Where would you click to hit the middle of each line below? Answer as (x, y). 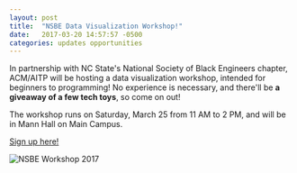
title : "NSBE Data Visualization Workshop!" (96, 26)
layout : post (34, 18)
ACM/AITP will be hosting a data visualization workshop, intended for (138, 78)
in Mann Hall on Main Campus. (66, 124)
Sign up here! (34, 141)
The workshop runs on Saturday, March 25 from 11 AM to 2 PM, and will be (148, 114)
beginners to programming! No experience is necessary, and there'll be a (145, 87)
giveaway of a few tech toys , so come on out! (95, 97)
